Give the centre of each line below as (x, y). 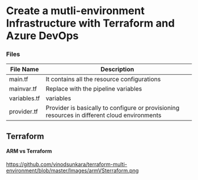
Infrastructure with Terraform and (90, 23)
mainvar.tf (23, 89)
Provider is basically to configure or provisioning (113, 108)
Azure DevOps (42, 36)
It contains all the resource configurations (103, 79)
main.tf (19, 79)
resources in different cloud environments (104, 115)
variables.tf (24, 98)
